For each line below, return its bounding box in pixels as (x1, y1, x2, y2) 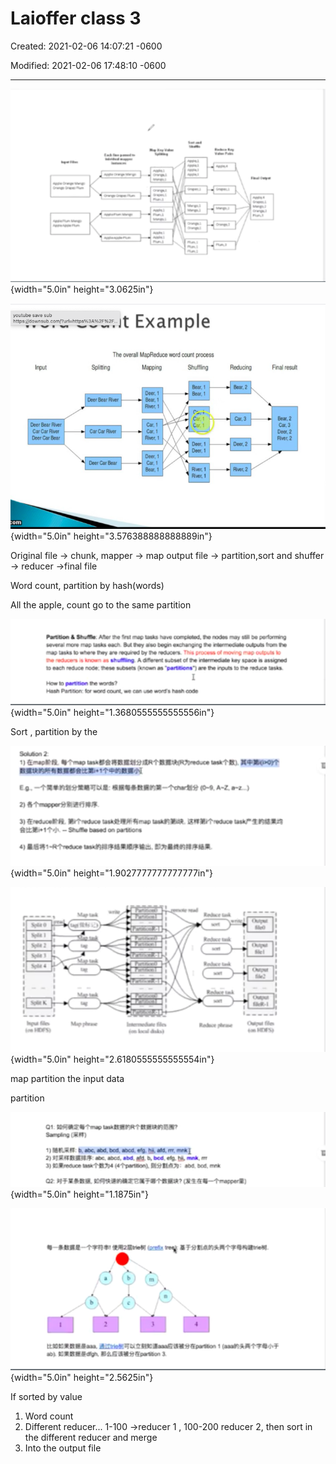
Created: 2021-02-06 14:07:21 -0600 (10, 40, 163, 52)
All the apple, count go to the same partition (10, 598, 192, 611)
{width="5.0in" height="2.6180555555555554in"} (10, 1053, 215, 1066)
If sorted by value (10, 1390, 83, 1402)
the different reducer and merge (24, 1431, 158, 1443)
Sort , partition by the (10, 725, 98, 737)
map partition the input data (10, 1073, 125, 1085)
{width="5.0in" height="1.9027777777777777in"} (10, 867, 213, 879)
